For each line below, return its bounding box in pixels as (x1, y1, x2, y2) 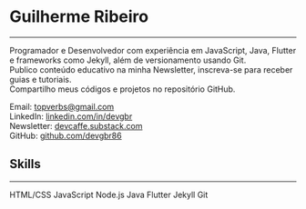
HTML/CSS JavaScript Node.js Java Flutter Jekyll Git (9, 189, 209, 200)
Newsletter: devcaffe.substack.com (9, 120, 143, 131)
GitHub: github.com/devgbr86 (9, 130, 122, 141)
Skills (9, 156, 41, 172)
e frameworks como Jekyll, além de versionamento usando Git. (9, 55, 247, 65)
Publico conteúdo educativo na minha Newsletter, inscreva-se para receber (9, 64, 293, 75)
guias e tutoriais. (9, 74, 72, 85)
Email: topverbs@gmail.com (9, 101, 115, 112)
